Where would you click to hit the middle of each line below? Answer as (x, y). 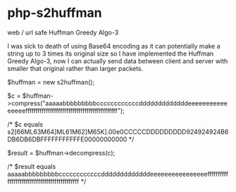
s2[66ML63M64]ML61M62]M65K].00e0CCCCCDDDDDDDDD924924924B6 (118, 132)
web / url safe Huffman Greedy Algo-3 (63, 32)
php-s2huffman (55, 13)
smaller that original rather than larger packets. (75, 68)
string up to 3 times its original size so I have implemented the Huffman (111, 53)
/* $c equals (25, 124)
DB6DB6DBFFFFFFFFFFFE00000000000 (67, 139)
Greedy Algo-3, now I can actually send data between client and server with (118, 60)
